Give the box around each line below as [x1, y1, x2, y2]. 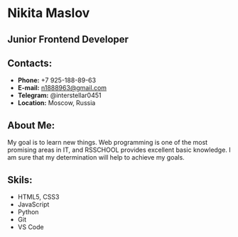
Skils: [7, 174, 33, 186]
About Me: [7, 119, 55, 131]
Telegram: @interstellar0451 [17, 91, 102, 100]
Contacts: [7, 57, 53, 69]
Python [17, 208, 39, 216]
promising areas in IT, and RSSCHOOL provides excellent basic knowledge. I [7, 145, 231, 154]
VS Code [17, 223, 44, 231]
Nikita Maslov [7, 5, 90, 21]
